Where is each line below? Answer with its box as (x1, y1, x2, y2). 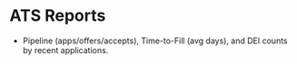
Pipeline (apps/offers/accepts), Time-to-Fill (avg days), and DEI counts (22, 35, 288, 46)
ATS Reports (9, 5, 106, 26)
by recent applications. (22, 44, 109, 55)
